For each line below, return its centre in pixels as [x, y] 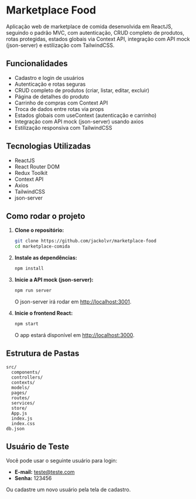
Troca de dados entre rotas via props [59, 109]
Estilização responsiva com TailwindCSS [63, 127]
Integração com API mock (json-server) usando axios [79, 122]
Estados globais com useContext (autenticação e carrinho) [85, 115]
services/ [23, 403]
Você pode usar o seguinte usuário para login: [62, 461]
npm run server [33, 291]
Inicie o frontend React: [44, 313]
